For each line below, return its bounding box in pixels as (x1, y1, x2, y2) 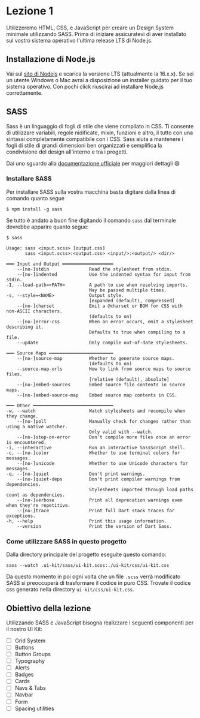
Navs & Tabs (14, 684, 46, 692)
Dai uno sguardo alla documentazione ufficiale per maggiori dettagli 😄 (6, 160, 180, 167)
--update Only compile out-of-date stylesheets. (17, 340, 188, 346)
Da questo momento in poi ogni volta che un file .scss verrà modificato (6, 573, 181, 580)
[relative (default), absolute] (88, 376, 170, 382)
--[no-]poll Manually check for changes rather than (17, 418, 191, 424)
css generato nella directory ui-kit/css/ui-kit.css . (6, 586, 134, 593)
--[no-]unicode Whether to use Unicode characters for (17, 460, 188, 466)
